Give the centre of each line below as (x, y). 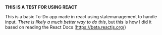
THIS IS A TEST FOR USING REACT (41, 7)
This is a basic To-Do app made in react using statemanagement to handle (81, 17)
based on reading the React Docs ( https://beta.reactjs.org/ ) (66, 27)
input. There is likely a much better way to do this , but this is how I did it (79, 22)
